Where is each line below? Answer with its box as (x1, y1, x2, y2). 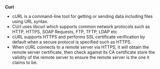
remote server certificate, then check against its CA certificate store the (12, 49, 155, 55)
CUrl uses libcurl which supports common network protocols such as (12, 24, 150, 29)
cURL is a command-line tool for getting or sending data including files (12, 14, 153, 19)
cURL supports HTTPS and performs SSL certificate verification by (12, 34, 145, 40)
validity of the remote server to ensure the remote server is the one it (12, 55, 150, 60)
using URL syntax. (12, 19, 48, 24)
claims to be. (12, 60, 38, 65)
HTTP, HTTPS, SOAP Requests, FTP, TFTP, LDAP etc (12, 29, 117, 34)
